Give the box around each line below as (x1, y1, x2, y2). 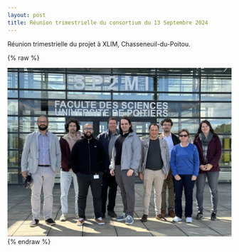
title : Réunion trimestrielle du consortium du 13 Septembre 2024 (7, 19, 208, 26)
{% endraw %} (7, 237, 51, 246)
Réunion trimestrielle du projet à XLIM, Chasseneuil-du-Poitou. (7, 39, 191, 48)
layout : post (7, 11, 46, 19)
